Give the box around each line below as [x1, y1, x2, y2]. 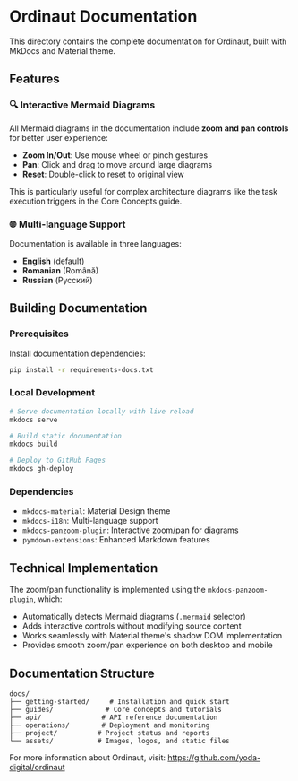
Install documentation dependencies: [9, 348, 146, 359]
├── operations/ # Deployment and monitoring [9, 720, 210, 730]
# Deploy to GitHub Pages [9, 456, 106, 465]
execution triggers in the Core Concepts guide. [9, 195, 183, 206]
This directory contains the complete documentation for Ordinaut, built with [9, 36, 287, 47]
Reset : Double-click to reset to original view [21, 169, 185, 179]
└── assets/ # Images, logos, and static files [9, 736, 230, 745]
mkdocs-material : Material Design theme [21, 506, 171, 516]
